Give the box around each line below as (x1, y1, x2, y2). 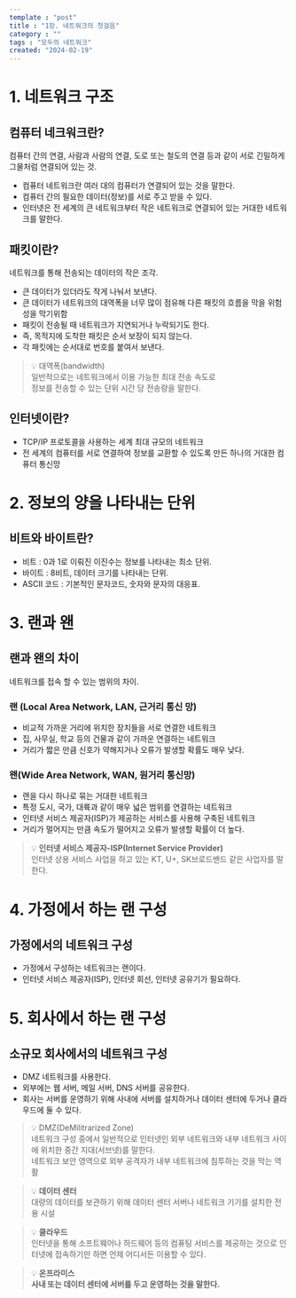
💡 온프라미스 (30, 1268, 75, 1278)
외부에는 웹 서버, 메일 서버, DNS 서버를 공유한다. (21, 1082, 190, 1093)
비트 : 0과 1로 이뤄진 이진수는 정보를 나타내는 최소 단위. (21, 556, 213, 566)
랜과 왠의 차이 (9, 651, 80, 666)
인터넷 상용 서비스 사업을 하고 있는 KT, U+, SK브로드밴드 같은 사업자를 (30, 854, 275, 865)
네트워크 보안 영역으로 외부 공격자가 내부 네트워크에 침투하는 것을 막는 (30, 1156, 273, 1167)
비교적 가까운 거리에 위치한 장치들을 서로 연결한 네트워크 (21, 723, 217, 733)
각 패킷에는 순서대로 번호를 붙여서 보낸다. (21, 341, 165, 352)
